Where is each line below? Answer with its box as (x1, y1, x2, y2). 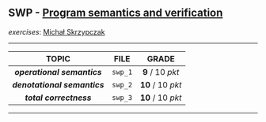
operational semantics (14, 66, 102, 77)
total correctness (25, 92, 92, 103)
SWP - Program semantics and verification (8, 6, 223, 20)
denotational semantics (12, 79, 104, 90)
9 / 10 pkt (142, 66, 180, 77)
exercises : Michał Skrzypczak (8, 27, 105, 36)
